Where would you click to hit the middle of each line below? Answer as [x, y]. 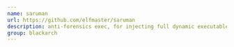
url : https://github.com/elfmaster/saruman [71, 20]
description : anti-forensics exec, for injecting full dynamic [101, 26]
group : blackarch [32, 33]
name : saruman [28, 13]
